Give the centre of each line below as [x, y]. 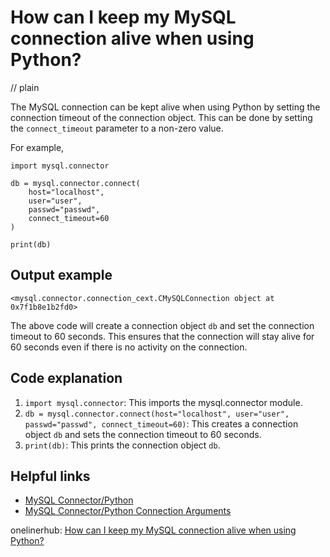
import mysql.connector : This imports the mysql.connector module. [163, 402]
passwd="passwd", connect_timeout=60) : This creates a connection [161, 423]
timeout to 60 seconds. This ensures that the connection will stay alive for [162, 336]
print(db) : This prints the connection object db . [122, 445]
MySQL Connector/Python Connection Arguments [128, 511]
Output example [61, 275]
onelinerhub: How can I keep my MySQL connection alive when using [153, 530]
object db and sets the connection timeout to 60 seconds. [143, 434]
